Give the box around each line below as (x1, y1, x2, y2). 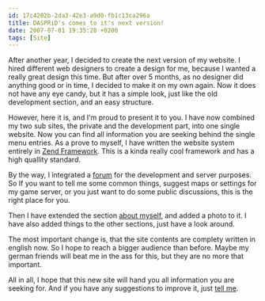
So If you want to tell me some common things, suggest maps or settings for (8, 179, 257, 189)
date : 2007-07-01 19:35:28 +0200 (8, 26, 119, 34)
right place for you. (8, 196, 70, 205)
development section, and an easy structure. (8, 97, 154, 107)
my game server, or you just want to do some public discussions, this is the (8, 187, 253, 196)
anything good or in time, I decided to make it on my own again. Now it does (8, 81, 256, 90)
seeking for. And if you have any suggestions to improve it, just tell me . (8, 284, 239, 293)
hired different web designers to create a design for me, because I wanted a (8, 64, 256, 74)
